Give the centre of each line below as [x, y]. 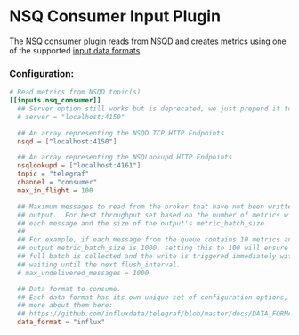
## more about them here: [65, 306]
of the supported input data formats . [76, 50]
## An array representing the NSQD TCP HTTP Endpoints [121, 133]
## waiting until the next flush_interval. [99, 265]
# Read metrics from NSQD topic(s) [75, 92]
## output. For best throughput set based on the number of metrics [149, 215]
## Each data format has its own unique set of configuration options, [153, 297]
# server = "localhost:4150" [71, 117]
